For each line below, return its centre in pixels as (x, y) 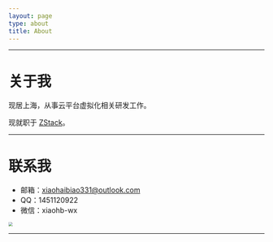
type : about (28, 24)
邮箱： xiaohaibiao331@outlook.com (80, 190)
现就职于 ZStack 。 (39, 123)
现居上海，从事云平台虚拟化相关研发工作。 (80, 106)
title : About (30, 31)
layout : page (30, 16)
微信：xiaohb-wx (49, 210)
